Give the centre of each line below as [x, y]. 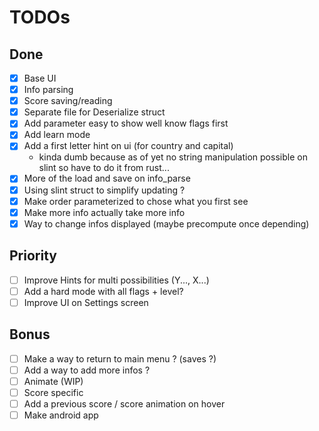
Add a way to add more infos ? [87, 370]
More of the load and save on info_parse [107, 178]
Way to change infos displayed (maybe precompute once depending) [166, 223]
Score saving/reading [68, 101]
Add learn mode [57, 135]
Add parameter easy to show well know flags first [126, 123]
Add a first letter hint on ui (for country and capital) [128, 146]
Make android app [61, 415]
